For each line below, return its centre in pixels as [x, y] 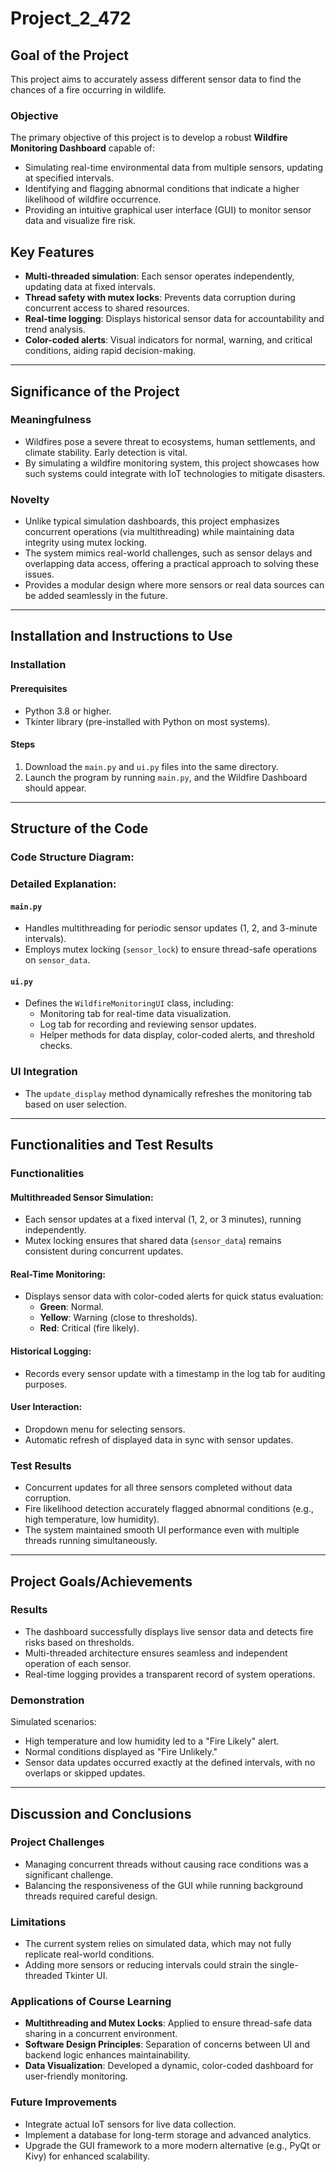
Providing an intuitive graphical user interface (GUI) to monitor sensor [168, 210]
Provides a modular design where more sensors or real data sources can [174, 585]
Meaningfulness [51, 420]
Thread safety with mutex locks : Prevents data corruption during [160, 298]
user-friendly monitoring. [76, 2076]
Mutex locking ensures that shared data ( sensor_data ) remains [153, 1241]
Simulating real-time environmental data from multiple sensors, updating [174, 168]
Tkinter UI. [86, 1976]
